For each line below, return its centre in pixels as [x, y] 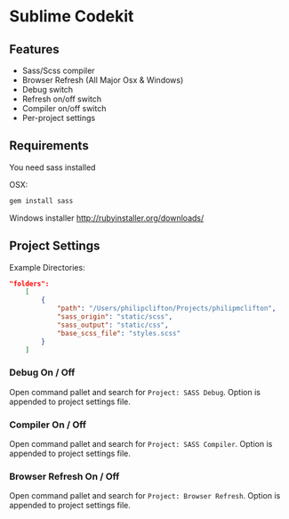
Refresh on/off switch [62, 99]
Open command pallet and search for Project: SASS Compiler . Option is [141, 443]
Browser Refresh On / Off [64, 476]
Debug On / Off [42, 373]
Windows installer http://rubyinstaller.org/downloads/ [107, 218]
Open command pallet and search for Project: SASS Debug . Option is [135, 392]
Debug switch [48, 89]
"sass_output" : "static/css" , [112, 325]
